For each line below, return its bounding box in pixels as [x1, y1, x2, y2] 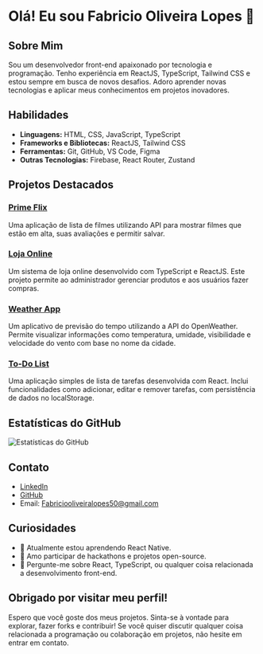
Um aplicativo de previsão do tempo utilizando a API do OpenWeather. [8, 322, 238, 331]
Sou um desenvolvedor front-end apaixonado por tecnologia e [8, 60, 213, 69]
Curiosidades [8, 522, 77, 535]
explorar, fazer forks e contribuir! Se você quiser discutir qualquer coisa [8, 621, 244, 630]
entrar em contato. [8, 637, 69, 648]
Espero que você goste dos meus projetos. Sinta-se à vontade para [8, 613, 229, 622]
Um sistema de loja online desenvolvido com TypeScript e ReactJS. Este [8, 266, 246, 276]
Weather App [8, 303, 61, 314]
